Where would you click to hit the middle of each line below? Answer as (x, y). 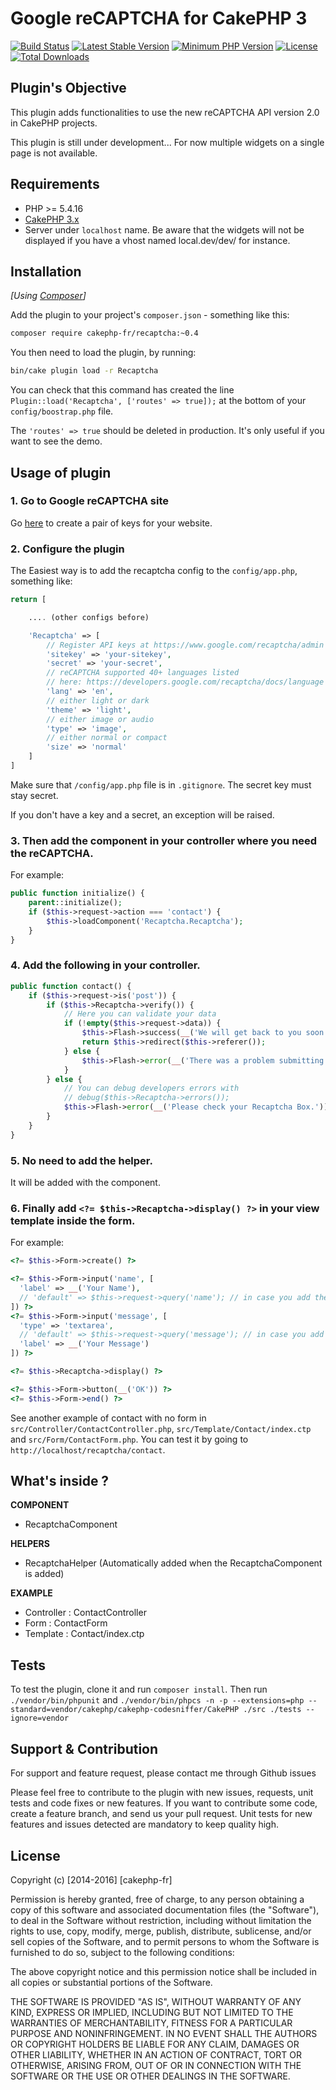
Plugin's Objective (68, 88)
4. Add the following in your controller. (105, 965)
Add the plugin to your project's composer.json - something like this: (150, 315)
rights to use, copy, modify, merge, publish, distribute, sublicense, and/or (161, 1931)
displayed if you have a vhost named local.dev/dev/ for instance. (157, 240)
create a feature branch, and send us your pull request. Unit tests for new (161, 1814)
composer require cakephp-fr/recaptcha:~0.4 (104, 333)
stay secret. (34, 795)
